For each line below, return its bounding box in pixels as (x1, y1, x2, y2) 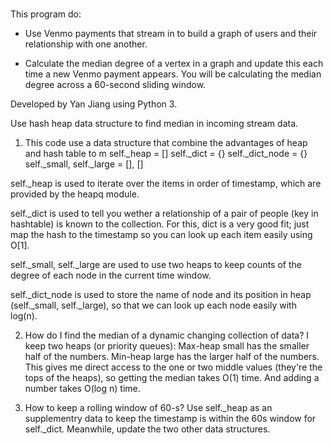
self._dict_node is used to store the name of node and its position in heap (10, 289, 312, 301)
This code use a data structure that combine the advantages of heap (24, 137, 308, 149)
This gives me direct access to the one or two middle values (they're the (24, 361, 323, 373)
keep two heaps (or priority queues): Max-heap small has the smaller (24, 340, 310, 352)
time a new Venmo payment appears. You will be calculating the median (24, 68, 322, 80)
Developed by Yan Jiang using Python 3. (10, 98, 178, 110)
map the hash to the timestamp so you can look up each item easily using (10, 229, 313, 241)
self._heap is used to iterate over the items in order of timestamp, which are (10, 178, 322, 190)
